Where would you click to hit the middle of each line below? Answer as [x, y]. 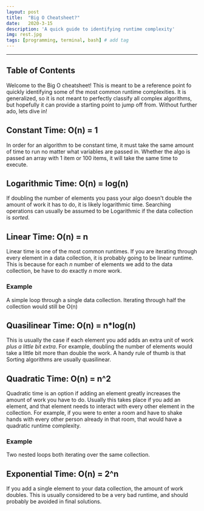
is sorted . [18, 217]
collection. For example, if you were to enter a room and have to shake [94, 413]
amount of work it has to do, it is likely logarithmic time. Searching [89, 205]
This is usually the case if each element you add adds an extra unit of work [100, 340]
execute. [17, 164]
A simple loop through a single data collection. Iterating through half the [96, 300]
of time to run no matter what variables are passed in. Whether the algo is [98, 151]
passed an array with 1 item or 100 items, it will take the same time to [92, 158]
